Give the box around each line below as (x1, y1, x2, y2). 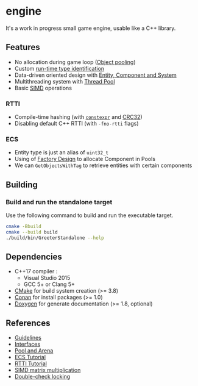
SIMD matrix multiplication (14, 366, 81, 374)
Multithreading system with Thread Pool (14, 77, 115, 85)
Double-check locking (14, 373, 71, 381)
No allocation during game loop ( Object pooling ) (14, 58, 136, 65)
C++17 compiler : (14, 268, 58, 275)
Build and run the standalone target (5, 198, 113, 206)
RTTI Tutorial (14, 360, 47, 367)
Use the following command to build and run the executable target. (5, 212, 174, 219)
